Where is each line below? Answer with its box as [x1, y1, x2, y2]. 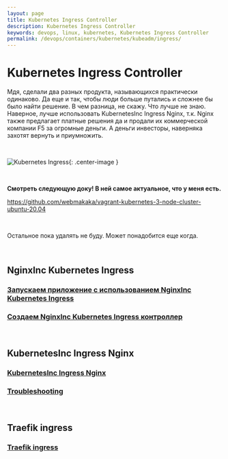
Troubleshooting [7, 386, 63, 396]
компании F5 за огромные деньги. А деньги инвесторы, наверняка [7, 124, 203, 132]
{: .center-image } [68, 158, 119, 166]
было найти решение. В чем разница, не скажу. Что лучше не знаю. [7, 102, 206, 110]
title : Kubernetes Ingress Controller [7, 16, 117, 23]
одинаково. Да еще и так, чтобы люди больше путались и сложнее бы [7, 95, 214, 103]
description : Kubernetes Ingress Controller [7, 23, 136, 29]
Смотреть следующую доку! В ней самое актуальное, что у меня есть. [7, 184, 222, 193]
